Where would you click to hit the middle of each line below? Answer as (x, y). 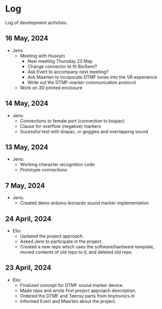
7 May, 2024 (25, 186)
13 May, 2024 (27, 147)
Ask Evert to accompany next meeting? (68, 72)
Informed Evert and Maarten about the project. (68, 301)
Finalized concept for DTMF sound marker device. (72, 285)
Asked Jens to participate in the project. (61, 241)
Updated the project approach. (52, 236)
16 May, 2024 (27, 38)
